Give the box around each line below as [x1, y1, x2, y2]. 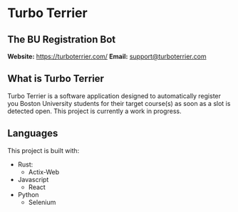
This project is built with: [7, 146, 80, 154]
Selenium [28, 198, 56, 206]
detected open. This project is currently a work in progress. [7, 107, 182, 115]
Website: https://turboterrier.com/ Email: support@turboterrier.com [7, 52, 207, 60]
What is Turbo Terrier [7, 73, 105, 85]
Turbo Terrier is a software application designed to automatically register [7, 91, 222, 100]
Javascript [17, 175, 49, 184]
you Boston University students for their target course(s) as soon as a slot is [7, 99, 231, 107]
